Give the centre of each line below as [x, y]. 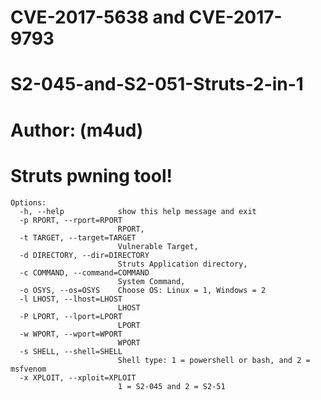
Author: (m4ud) [77, 130]
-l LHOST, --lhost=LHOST [71, 299]
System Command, [151, 281]
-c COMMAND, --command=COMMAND [84, 272]
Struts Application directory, [182, 264]
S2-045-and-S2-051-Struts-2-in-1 [157, 84]
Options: [28, 202]
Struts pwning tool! [91, 175]
